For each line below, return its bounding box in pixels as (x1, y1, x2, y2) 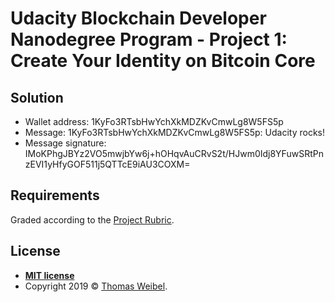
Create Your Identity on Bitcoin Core (10, 50, 316, 72)
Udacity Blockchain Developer (10, 7, 267, 30)
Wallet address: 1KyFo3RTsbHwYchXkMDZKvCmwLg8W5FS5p (24, 116, 284, 127)
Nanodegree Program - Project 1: (10, 28, 288, 51)
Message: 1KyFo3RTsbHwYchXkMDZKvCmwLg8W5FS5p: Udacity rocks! (24, 127, 325, 138)
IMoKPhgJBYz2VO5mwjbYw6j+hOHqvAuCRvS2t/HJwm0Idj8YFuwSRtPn (24, 148, 324, 159)
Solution (10, 89, 64, 106)
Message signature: (24, 137, 107, 149)
